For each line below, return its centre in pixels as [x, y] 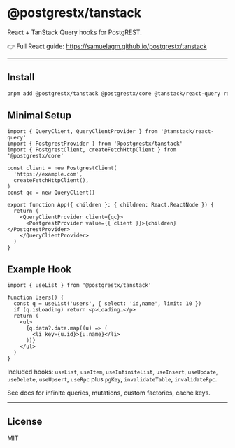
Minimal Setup [40, 116]
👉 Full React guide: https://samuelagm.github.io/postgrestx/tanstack [107, 46]
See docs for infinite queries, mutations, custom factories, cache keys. [109, 393]
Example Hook [40, 269]
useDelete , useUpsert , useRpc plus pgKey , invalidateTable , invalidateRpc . [112, 379]
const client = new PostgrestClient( [62, 168]
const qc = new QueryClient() [51, 193]
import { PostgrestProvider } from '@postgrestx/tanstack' [95, 144]
